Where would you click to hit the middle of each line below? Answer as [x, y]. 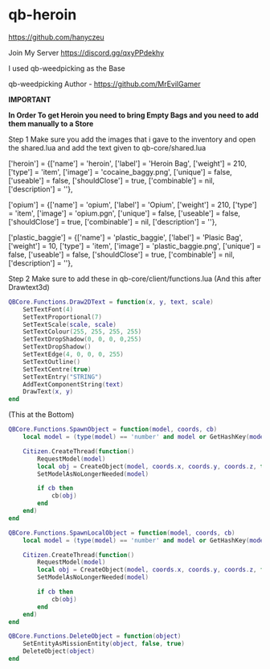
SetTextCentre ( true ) [57, 369]
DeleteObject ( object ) [59, 651]
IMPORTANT [30, 99]
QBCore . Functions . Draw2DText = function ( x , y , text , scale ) [111, 302]
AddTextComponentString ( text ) [74, 384]
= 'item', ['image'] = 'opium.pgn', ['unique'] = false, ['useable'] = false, [125, 213]
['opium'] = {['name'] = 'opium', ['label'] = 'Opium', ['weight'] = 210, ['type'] [133, 204]
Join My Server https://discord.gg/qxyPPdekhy [86, 52]
